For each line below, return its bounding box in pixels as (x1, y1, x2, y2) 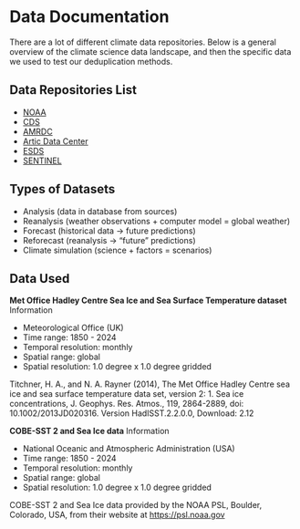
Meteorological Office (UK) (22, 322, 125, 334)
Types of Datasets (9, 182, 116, 197)
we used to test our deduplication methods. (9, 56, 173, 67)
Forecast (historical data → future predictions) (22, 225, 196, 236)
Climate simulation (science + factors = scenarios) (22, 244, 212, 255)
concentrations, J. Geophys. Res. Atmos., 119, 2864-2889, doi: (9, 399, 244, 410)
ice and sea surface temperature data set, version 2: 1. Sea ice (9, 389, 244, 399)
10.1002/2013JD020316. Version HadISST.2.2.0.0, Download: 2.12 (9, 408, 254, 419)
